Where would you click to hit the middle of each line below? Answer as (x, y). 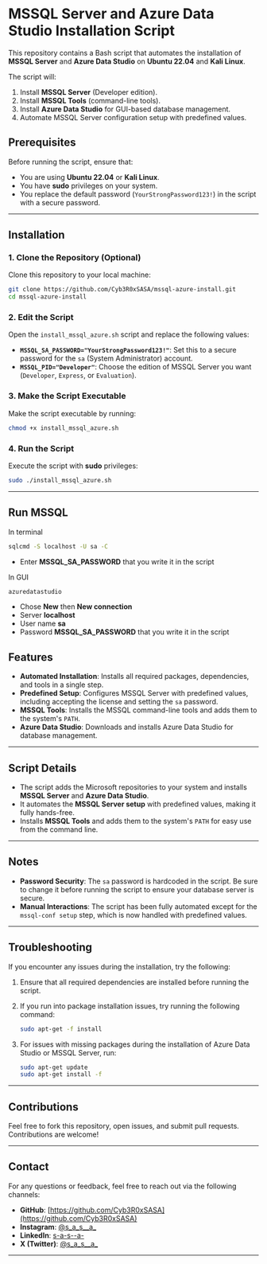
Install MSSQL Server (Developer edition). (88, 92)
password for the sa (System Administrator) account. (106, 358)
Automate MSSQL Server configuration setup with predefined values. (133, 117)
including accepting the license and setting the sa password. (119, 702)
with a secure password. (60, 202)
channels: (24, 1194)
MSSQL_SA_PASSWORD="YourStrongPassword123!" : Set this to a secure (128, 350)
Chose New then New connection (76, 607)
